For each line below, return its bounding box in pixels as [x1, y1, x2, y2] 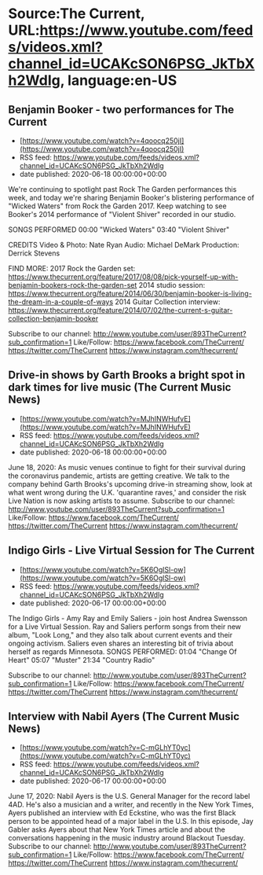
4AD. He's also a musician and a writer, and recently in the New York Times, [8, 800, 254, 810]
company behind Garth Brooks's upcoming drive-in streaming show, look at [8, 479, 253, 488]
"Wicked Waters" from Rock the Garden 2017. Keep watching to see [8, 201, 227, 211]
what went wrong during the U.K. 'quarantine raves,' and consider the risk [8, 487, 247, 497]
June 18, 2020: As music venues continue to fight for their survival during [8, 462, 246, 472]
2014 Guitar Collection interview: [115, 297, 221, 307]
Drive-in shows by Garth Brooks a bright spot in [8, 369, 246, 382]
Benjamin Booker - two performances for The [8, 103, 235, 116]
